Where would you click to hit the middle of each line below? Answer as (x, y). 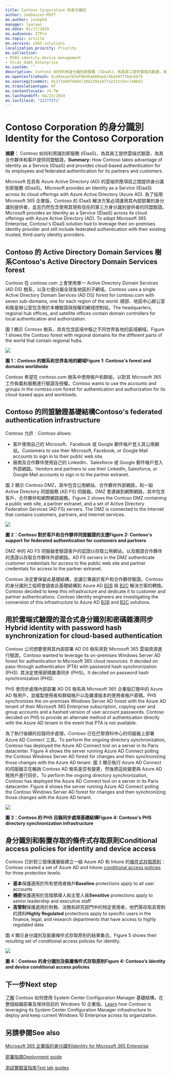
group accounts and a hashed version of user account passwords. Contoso (85, 712)
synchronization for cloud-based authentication (84, 636)
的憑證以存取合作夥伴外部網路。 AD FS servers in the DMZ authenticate (80, 557)
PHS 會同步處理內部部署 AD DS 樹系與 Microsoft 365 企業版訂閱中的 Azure (84, 688)
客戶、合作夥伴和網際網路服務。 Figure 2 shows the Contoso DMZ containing (86, 498)
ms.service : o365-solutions (35, 44)
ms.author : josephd (26, 19)
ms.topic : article (25, 39)
